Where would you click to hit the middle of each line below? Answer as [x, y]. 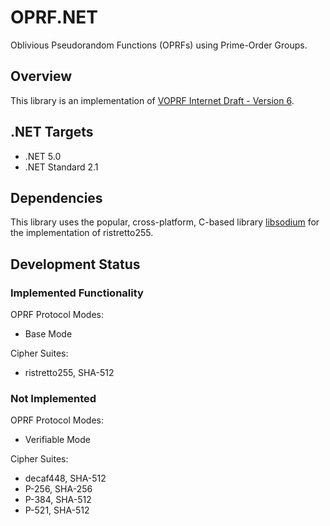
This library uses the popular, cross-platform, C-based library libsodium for [165, 222]
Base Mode [48, 334]
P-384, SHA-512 [58, 500]
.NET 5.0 [43, 156]
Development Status [75, 264]
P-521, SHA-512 [57, 510]
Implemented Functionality [77, 293]
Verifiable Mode [57, 440]
